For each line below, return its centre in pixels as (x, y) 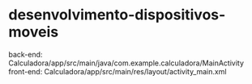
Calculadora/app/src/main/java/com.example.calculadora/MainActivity (126, 63)
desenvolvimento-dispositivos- (117, 15)
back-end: (26, 54)
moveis (34, 32)
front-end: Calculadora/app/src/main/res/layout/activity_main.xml (117, 71)
